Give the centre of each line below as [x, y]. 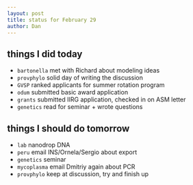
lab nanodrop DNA [43, 145]
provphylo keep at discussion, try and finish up [83, 174]
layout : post [26, 13]
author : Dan [24, 26]
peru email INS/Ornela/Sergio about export [77, 152]
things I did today [45, 54]
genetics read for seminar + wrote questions [80, 107]
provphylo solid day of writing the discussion [80, 78]
